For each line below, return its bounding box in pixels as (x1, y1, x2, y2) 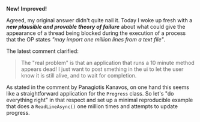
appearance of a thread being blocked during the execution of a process (6, 29, 186, 37)
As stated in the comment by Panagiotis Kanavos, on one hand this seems (6, 84, 189, 91)
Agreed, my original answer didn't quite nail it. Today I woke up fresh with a (6, 17, 193, 23)
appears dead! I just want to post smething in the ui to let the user (20, 66, 184, 73)
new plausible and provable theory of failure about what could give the (6, 23, 186, 30)
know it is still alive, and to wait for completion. (20, 72, 137, 79)
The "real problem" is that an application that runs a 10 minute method (20, 59, 195, 66)
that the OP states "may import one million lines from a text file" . (6, 36, 166, 43)
